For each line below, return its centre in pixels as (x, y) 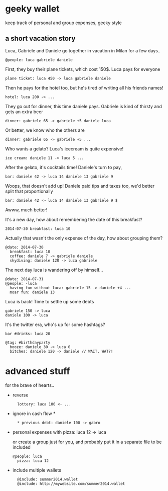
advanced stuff (38, 371)
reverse (20, 395)
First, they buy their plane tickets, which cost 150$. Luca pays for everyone (83, 69)
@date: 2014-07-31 (24, 279)
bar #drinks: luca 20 (28, 334)
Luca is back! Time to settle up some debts (50, 301)
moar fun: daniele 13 (32, 292)
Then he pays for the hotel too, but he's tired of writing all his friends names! (84, 88)
